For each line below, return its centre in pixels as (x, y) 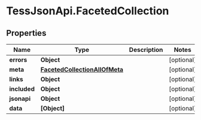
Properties (26, 33)
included (22, 89)
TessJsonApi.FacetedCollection (88, 11)
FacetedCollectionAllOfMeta (82, 70)
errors (18, 60)
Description (146, 50)
